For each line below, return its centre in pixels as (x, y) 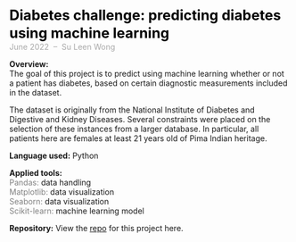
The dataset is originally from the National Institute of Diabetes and (132, 110)
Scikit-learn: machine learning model (77, 211)
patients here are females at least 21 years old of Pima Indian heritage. (138, 138)
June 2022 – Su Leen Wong (62, 47)
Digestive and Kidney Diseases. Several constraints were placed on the (140, 119)
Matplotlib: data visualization (62, 192)
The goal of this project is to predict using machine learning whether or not (147, 74)
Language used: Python (54, 155)
